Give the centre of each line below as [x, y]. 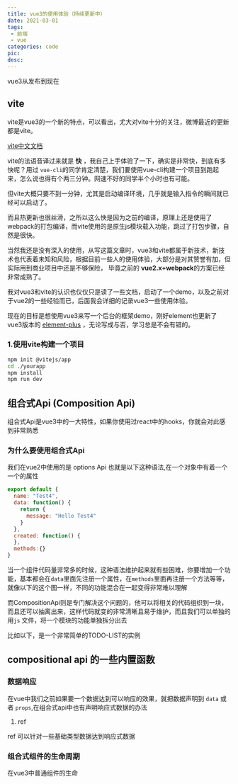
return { [33, 510]
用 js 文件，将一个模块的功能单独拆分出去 [67, 620]
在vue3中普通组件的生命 [42, 773]
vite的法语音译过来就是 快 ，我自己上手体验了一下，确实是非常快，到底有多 [117, 161]
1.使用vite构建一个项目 [46, 344]
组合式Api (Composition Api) [72, 403]
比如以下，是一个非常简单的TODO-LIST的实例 [74, 635]
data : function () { [42, 503]
